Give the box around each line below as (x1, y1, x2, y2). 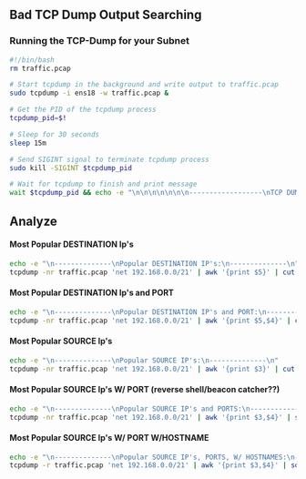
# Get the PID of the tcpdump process (9, 105, 157, 115)
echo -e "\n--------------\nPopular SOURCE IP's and (9, 404, 214, 413)
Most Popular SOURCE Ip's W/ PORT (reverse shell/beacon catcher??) (9, 384, 280, 395)
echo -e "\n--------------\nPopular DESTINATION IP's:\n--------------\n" (9, 259, 300, 268)
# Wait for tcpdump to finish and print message (9, 179, 198, 189)
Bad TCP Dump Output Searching (9, 7, 202, 23)
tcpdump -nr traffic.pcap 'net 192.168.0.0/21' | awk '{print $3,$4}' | (9, 413, 291, 422)
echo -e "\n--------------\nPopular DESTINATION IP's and (9, 307, 234, 317)
